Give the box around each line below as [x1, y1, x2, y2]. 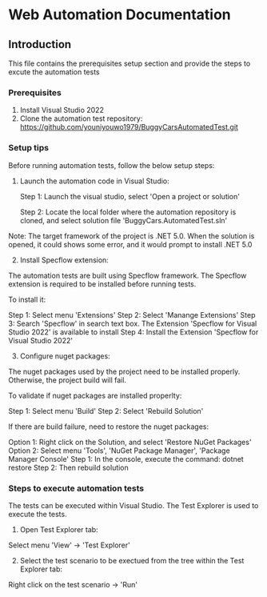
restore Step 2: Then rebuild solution [8, 463, 130, 472]
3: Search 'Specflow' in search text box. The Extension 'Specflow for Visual [8, 319, 257, 328]
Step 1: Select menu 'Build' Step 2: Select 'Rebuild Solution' [8, 406, 204, 415]
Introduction [8, 38, 72, 51]
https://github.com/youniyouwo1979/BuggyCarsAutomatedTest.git [19, 122, 238, 132]
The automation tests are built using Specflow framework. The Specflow [8, 270, 247, 280]
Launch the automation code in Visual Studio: [19, 176, 169, 186]
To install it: [8, 294, 46, 304]
